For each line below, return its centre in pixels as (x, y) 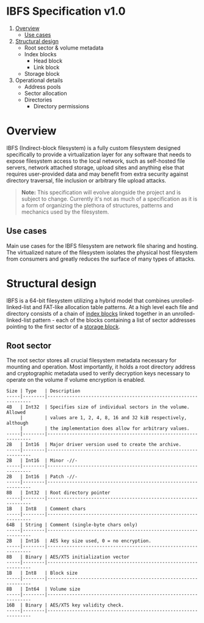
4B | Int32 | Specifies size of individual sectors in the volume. (98, 407)
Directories (38, 100)
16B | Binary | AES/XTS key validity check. (65, 605)
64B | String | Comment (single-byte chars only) (72, 525)
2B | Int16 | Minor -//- (42, 461)
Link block (46, 67)
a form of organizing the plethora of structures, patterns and (97, 205)
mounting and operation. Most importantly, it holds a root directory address (101, 367)
